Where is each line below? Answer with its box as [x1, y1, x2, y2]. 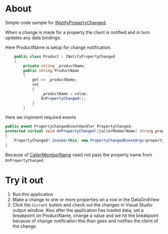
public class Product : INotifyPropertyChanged [14, 54, 115, 59]
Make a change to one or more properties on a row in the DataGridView [12, 196, 160, 202]
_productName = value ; [40, 91, 88, 96]
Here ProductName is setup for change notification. [5, 44, 111, 50]
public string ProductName [23, 68, 79, 73]
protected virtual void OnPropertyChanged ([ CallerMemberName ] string [5, 129, 153, 134]
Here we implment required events [5, 114, 76, 120]
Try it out [5, 175, 43, 186]
